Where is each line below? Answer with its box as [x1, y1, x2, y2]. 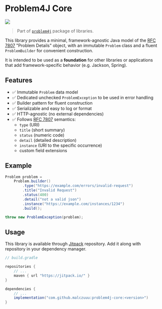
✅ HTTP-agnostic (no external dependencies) [12, 111, 104, 117]
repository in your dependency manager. [5, 246, 86, 252]
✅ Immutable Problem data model [12, 89, 79, 95]
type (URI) [19, 122, 40, 127]
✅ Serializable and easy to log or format [12, 105, 92, 111]
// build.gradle [5, 255, 38, 261]
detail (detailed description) [19, 137, 77, 143]
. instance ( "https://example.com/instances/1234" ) [22, 201, 125, 206]
